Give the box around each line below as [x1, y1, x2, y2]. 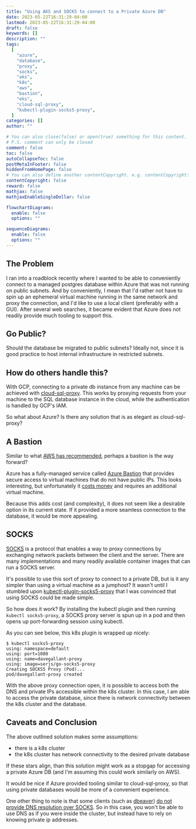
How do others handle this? [6, 368, 108, 378]
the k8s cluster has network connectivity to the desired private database [14, 750, 190, 758]
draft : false [6, 25, 38, 31]
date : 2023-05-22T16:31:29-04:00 [6, 14, 88, 20]
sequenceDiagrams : [6, 226, 51, 232]
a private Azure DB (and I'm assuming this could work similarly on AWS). [6, 768, 181, 776]
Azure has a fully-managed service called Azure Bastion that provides [6, 470, 174, 476]
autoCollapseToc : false [6, 156, 64, 162]
